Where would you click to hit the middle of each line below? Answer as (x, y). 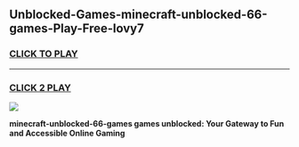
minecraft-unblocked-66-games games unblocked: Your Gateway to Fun (147, 123)
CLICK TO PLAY (44, 54)
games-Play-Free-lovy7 (77, 29)
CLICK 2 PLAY (40, 87)
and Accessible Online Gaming (67, 133)
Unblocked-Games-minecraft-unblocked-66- (138, 15)
